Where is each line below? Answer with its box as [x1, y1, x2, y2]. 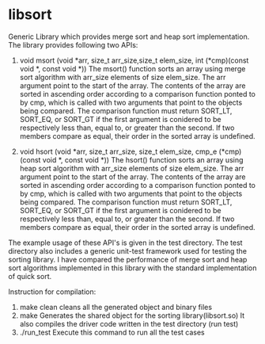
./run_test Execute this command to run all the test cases [19, 327, 205, 337]
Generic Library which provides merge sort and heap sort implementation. [8, 32, 250, 41]
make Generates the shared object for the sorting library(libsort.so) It [19, 311, 245, 320]
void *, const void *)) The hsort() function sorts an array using [42, 155, 244, 164]
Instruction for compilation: [8, 287, 97, 296]
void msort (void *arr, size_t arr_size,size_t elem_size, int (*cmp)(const [19, 55, 249, 65]
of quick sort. [8, 271, 52, 281]
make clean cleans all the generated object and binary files [19, 302, 212, 312]
